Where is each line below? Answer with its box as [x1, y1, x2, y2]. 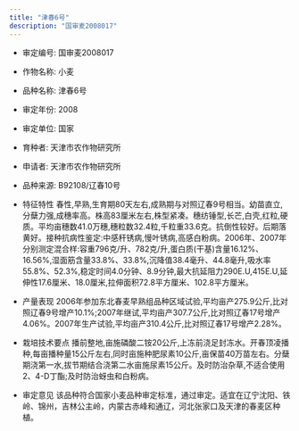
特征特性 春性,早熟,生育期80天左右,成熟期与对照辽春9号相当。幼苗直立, [21, 198, 284, 210]
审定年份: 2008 [21, 104, 79, 114]
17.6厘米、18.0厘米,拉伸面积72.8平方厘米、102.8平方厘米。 [37, 277, 253, 287]
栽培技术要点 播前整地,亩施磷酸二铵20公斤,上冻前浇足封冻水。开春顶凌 [21, 336, 282, 348]
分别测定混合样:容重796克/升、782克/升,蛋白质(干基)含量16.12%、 [21, 243, 263, 254]
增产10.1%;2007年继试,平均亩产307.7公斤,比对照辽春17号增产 [58, 307, 281, 318]
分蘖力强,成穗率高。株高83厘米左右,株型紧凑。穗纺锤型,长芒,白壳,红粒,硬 [21, 210, 288, 220]
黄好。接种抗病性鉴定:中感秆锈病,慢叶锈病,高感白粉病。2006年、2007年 [21, 232, 287, 243]
